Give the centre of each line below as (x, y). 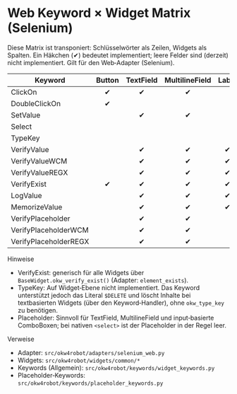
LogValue (26, 195)
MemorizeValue (37, 207)
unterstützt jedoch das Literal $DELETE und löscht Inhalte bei (104, 295)
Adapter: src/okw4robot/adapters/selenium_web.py (91, 352)
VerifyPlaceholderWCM (50, 230)
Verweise (21, 339)
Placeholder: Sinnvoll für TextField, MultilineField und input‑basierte (116, 318)
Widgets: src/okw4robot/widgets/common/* (79, 360)
